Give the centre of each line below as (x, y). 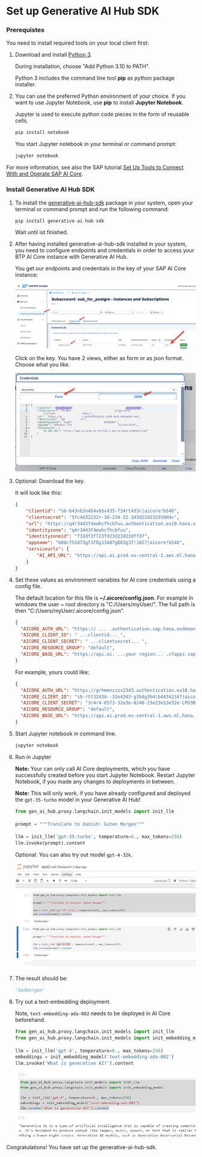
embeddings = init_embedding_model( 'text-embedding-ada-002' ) (94, 1057)
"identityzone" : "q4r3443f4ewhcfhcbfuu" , (78, 530)
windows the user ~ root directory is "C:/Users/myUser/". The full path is (105, 604)
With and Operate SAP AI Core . (45, 174)
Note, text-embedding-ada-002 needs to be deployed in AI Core (93, 1013)
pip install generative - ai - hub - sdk (60, 221)
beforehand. (30, 1019)
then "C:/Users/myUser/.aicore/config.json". (70, 610)
